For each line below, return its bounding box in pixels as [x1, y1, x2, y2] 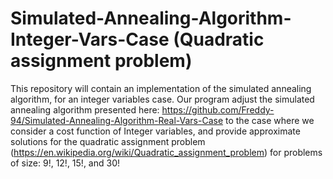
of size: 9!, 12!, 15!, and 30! [10, 157, 121, 169]
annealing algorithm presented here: [10, 103, 160, 116]
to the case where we [225, 114, 315, 126]
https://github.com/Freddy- [161, 103, 275, 116]
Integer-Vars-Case [10, 28, 170, 51]
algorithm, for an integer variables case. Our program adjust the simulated [10, 93, 315, 105]
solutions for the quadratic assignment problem [10, 135, 206, 147]
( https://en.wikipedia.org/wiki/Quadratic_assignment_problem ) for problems [10, 146, 323, 158]
